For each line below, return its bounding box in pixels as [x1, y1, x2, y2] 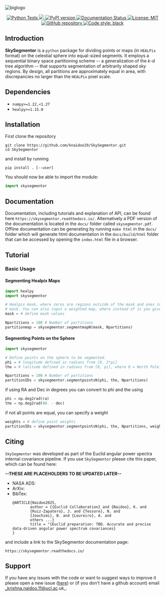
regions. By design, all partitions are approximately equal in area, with [5, 68, 146, 74]
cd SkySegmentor [5, 147, 38, 152]
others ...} [30, 517, 55, 522]
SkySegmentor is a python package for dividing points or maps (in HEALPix [5, 47, 156, 53]
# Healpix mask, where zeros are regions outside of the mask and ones [5, 302, 155, 307]
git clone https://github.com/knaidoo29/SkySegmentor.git [5, 143, 126, 148]
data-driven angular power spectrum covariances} [12, 526, 116, 531]
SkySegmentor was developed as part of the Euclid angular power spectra [5, 451, 152, 457]
